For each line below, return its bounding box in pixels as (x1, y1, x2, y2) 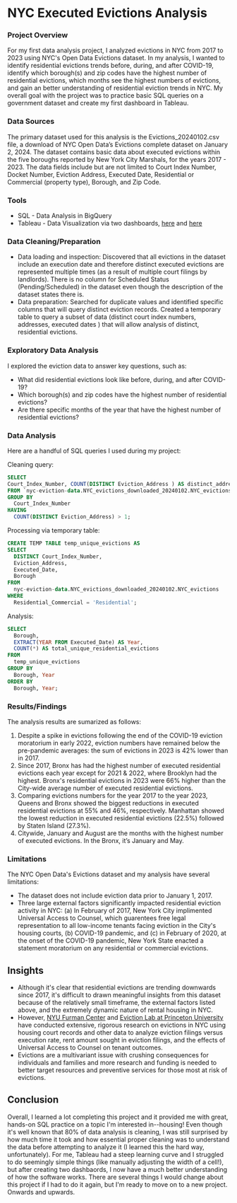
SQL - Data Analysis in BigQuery (17, 211, 112, 220)
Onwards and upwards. (7, 1187, 75, 1196)
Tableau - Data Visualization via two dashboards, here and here (17, 219, 202, 228)
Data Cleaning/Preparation (7, 237, 101, 246)
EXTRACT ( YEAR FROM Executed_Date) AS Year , (13, 639, 143, 646)
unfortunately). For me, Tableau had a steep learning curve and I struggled (7, 1150, 224, 1158)
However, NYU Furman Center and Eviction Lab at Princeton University (17, 1013, 224, 1021)
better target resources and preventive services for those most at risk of (17, 1066, 228, 1074)
